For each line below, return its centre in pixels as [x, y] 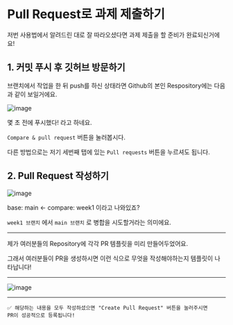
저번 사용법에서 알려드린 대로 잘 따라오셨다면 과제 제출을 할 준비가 [96, 35]
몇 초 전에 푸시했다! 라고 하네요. [50, 122]
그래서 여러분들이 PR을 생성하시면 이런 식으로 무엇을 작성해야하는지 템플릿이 [110, 258]
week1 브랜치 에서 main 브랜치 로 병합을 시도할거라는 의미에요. [89, 222]
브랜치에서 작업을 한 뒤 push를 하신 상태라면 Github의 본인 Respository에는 [110, 85]
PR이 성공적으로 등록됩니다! [41, 315]
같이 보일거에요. [36, 94]
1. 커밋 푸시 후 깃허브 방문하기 [67, 68]
